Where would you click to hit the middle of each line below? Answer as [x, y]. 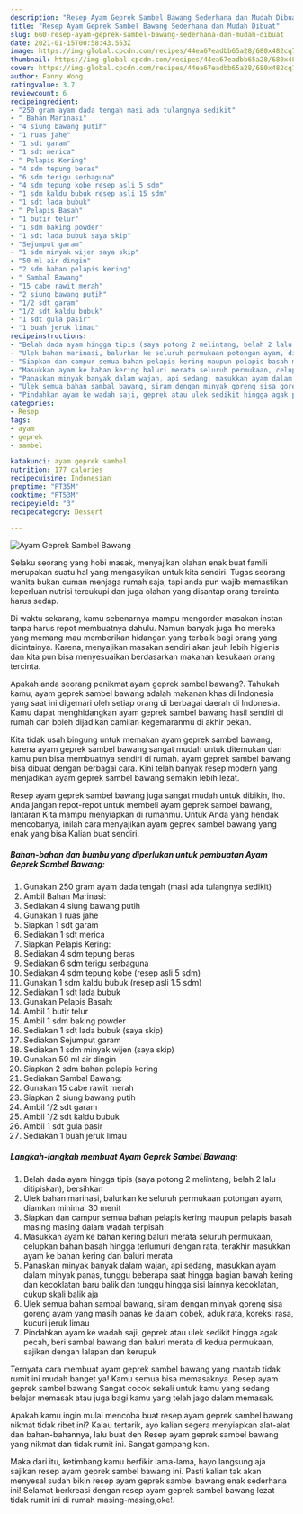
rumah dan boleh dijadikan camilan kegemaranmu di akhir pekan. [131, 722]
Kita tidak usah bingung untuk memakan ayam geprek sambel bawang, [142, 739]
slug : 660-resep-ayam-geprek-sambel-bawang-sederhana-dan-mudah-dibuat [147, 34]
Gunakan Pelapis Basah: [68, 1002]
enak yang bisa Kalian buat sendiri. [75, 834]
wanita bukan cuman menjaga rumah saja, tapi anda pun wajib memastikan [149, 582]
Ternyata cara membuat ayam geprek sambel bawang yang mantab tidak [146, 1369]
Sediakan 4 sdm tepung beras [79, 954]
